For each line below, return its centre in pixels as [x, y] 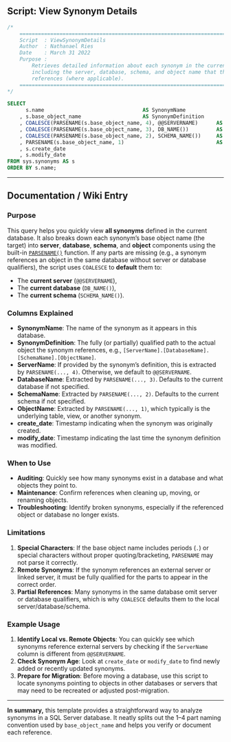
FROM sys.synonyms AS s [41, 161]
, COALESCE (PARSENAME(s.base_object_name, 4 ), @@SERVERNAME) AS [121, 123]
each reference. [30, 732]
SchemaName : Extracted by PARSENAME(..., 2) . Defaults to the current [118, 394]
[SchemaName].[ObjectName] [56, 358]
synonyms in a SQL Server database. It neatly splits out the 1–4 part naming [114, 717]
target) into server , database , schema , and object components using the [111, 245]
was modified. [37, 445]
